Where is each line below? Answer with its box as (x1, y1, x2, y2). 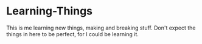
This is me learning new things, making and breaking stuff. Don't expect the (6, 24, 196, 31)
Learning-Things (6, 4, 93, 18)
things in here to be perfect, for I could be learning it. (6, 30, 139, 37)
